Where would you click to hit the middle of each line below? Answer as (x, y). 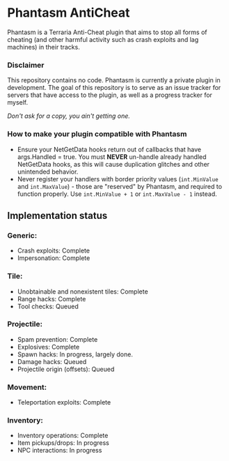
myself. (18, 103)
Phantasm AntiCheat (69, 13)
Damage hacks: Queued (52, 361)
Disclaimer (26, 65)
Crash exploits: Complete (54, 251)
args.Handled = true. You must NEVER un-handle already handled (112, 157)
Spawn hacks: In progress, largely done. (75, 354)
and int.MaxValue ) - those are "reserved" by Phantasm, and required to (120, 186)
